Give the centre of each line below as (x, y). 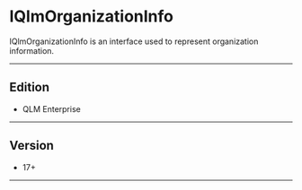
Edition (30, 87)
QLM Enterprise (51, 108)
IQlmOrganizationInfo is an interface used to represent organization (134, 41)
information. (32, 50)
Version (31, 146)
